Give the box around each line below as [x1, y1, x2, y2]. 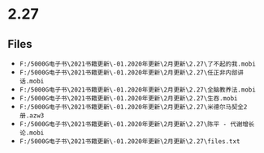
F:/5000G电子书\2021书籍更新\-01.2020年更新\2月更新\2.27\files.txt [19, 138, 240, 146]
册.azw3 [19, 112, 45, 120]
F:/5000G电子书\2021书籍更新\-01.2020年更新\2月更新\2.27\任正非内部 [19, 69, 238, 77]
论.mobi [19, 129, 45, 137]
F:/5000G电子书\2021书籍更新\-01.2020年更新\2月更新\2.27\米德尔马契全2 [19, 103, 248, 111]
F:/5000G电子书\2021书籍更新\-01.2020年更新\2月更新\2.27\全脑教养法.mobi [19, 86, 257, 94]
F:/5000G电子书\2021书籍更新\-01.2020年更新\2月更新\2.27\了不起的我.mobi [19, 60, 257, 68]
